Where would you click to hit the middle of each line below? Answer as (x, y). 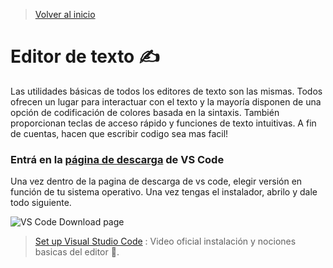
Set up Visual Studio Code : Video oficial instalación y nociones (165, 241)
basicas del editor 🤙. (77, 252)
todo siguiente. (41, 203)
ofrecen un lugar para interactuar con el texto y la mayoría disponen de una (166, 101)
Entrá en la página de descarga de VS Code (117, 159)
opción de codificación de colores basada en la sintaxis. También (145, 112)
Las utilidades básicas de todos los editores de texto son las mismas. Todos (166, 91)
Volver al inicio (65, 14)
